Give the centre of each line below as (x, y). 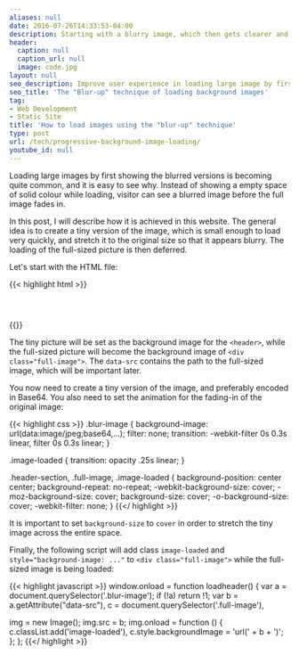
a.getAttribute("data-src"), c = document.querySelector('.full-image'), (137, 605)
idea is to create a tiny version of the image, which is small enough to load (145, 230)
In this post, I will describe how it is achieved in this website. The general (143, 221)
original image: (36, 406)
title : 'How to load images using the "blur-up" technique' (123, 126)
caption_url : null (52, 59)
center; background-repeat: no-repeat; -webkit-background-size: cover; (142, 487)
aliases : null (36, 17)
